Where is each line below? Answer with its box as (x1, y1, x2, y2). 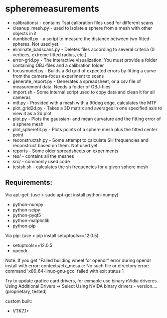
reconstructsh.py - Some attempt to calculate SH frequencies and (12, 137, 149, 143)
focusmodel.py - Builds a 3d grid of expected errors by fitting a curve (12, 67, 156, 73)
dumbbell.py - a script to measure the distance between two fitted (12, 36, 149, 42)
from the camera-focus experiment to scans (12, 73, 104, 79)
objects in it (12, 30, 37, 36)
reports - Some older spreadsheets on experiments (12, 148, 119, 154)
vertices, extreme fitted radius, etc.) (12, 51, 87, 58)
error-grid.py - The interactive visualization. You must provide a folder (12, 57, 157, 63)
